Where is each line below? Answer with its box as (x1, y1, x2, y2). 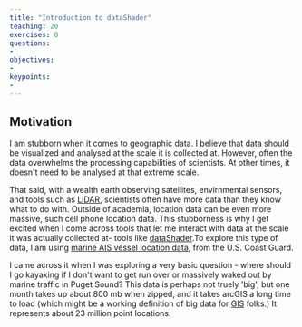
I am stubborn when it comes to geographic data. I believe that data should (9, 138, 290, 149)
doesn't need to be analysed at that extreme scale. (9, 167, 200, 178)
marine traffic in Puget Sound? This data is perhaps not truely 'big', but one (9, 279, 290, 290)
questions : (9, 38, 51, 48)
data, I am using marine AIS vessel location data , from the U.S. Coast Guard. (9, 242, 294, 254)
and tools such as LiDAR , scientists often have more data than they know (9, 194, 281, 205)
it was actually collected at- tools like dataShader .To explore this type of (9, 233, 278, 244)
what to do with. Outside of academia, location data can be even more (9, 204, 272, 215)
